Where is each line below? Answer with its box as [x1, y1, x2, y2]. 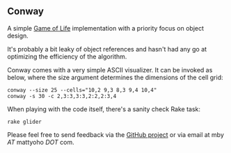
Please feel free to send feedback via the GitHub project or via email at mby [7, 130, 225, 138]
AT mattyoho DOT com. [7, 138, 74, 146]
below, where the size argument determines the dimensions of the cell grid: [7, 73, 224, 81]
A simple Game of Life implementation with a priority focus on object [7, 24, 204, 32]
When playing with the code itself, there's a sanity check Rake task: [7, 104, 200, 113]
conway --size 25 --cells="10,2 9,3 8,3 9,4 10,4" [7, 86, 157, 93]
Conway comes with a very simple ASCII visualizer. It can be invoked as [7, 65, 213, 74]
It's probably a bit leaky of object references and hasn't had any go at [7, 45, 207, 53]
